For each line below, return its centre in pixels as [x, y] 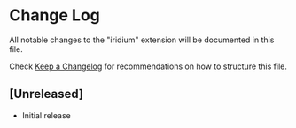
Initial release [46, 115]
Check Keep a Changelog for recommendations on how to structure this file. [148, 66]
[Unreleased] [47, 94]
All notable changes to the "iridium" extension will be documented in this [142, 40]
